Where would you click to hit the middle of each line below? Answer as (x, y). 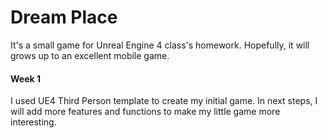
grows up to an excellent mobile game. (90, 55)
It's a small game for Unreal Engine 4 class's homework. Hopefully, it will (160, 45)
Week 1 (25, 78)
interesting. (33, 122)
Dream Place (64, 17)
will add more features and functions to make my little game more (145, 112)
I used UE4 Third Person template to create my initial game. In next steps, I (164, 101)
